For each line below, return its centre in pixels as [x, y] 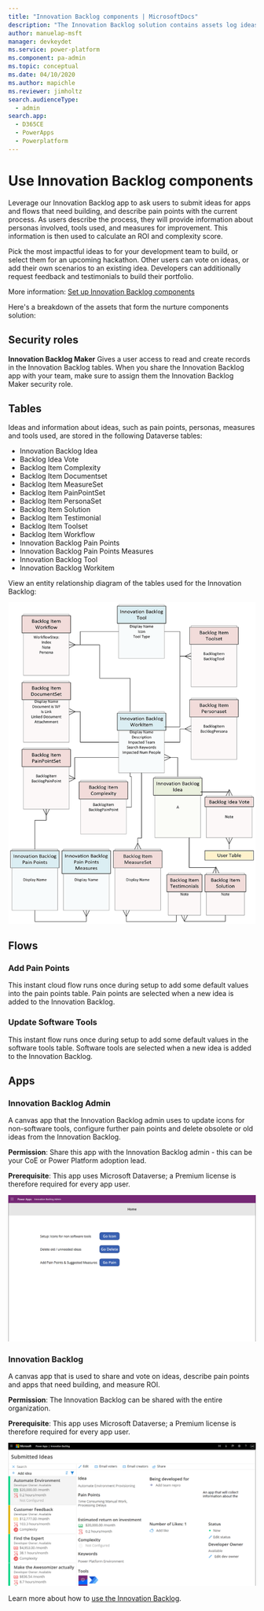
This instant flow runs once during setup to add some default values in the [128, 1039]
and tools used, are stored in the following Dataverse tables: [105, 436]
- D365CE [29, 125]
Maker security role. [40, 384]
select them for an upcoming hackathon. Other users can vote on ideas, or [129, 259]
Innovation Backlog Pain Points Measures [86, 551]
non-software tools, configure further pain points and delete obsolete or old [131, 1129]
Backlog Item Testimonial [60, 518]
